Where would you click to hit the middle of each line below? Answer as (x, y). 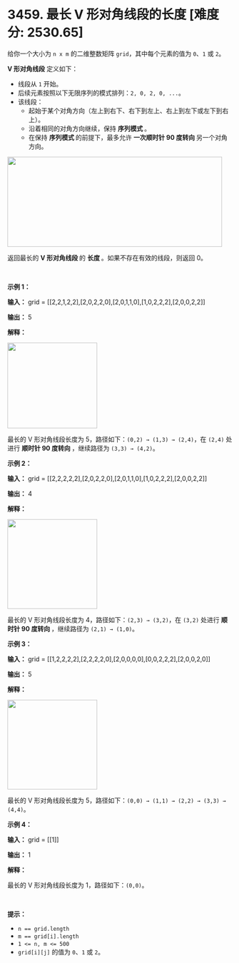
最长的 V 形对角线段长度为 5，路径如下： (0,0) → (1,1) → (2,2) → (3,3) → (117, 800)
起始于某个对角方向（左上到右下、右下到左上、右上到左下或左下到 (125, 111)
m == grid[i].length (48, 936)
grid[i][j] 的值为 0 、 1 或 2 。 (61, 952)
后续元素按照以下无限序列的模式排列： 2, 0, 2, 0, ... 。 (101, 93)
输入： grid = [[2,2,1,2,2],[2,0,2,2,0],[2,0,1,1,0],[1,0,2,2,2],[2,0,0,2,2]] (106, 302)
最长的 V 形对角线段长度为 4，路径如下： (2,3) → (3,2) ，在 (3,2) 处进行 (113, 620)
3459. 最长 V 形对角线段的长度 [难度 (113, 15)
